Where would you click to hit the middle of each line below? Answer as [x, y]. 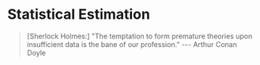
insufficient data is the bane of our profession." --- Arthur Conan [132, 44]
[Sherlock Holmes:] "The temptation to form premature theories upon [139, 36]
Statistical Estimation [79, 14]
